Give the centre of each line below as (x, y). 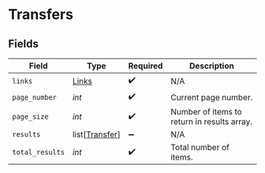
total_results (39, 152)
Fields (24, 44)
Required (146, 66)
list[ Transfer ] (96, 134)
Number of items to (206, 112)
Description (211, 66)
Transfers (41, 15)
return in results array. (212, 122)
